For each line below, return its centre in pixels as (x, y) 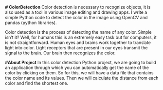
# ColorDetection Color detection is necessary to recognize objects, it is (78, 7)
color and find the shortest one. (37, 83)
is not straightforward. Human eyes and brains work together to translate (78, 43)
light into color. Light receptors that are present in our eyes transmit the (76, 48)
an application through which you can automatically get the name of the (77, 67)
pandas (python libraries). (31, 22)
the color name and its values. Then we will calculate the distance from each (82, 78)
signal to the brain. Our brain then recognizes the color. (60, 53)
